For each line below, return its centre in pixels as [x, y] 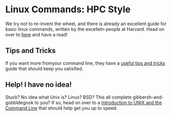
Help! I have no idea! [39, 85]
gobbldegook [20, 102]
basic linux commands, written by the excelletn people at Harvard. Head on [85, 29]
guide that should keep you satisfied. [44, 68]
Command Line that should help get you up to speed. [62, 108]
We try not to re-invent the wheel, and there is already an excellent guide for [86, 24]
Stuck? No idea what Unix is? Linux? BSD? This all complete [69, 97]
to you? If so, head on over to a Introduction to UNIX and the [98, 102]
